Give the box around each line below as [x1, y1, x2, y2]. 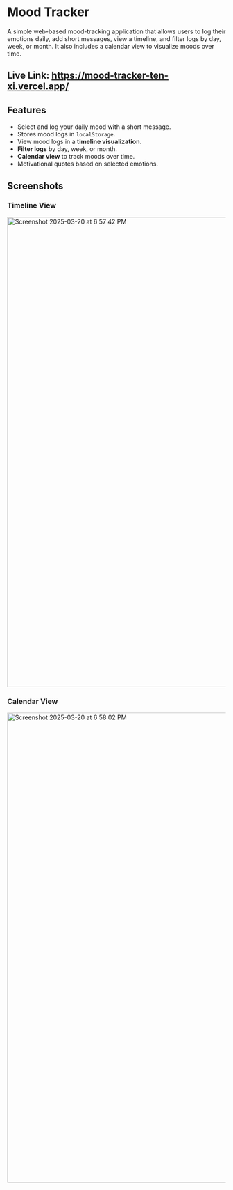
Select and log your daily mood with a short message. [17, 123, 171, 131]
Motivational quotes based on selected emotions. [17, 159, 158, 168]
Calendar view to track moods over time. [17, 152, 135, 161]
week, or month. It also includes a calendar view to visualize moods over [7, 42, 215, 50]
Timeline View [7, 201, 57, 210]
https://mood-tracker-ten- [51, 70, 169, 81]
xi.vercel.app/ [7, 81, 69, 93]
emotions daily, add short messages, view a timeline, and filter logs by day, [7, 34, 222, 42]
